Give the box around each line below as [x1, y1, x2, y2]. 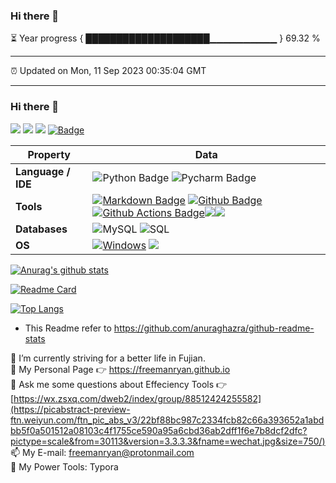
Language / [15, 164, 71, 178]
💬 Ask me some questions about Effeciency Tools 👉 [10, 378, 228, 390]
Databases [15, 222, 68, 236]
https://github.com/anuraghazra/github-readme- [113, 322, 315, 334]
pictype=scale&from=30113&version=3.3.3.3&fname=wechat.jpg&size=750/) [10, 435, 326, 447]
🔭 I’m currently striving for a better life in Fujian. [10, 352, 206, 364]
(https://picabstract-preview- [10, 403, 131, 415]
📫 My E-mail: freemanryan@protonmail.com [10, 446, 195, 458]
